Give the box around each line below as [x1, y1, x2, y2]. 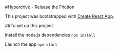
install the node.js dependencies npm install [5, 32, 96, 38]
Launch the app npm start [5, 41, 58, 47]
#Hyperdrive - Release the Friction [5, 4, 75, 10]
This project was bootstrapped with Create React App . [5, 13, 115, 19]
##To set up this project [5, 23, 53, 28]
